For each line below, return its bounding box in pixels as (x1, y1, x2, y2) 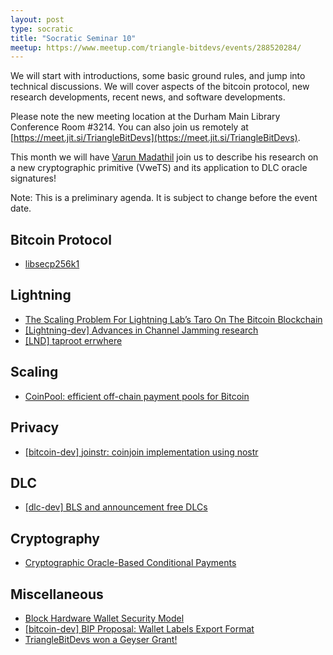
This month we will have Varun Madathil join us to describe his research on (10, 151, 319, 163)
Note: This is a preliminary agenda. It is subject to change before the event (10, 192, 318, 204)
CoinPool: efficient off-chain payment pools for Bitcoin (24, 390, 250, 402)
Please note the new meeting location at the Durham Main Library (10, 111, 281, 123)
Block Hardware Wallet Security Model (24, 612, 185, 624)
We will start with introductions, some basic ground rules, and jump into (10, 70, 306, 82)
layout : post (10, 14, 65, 25)
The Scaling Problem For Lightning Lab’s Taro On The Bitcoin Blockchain (24, 313, 323, 325)
